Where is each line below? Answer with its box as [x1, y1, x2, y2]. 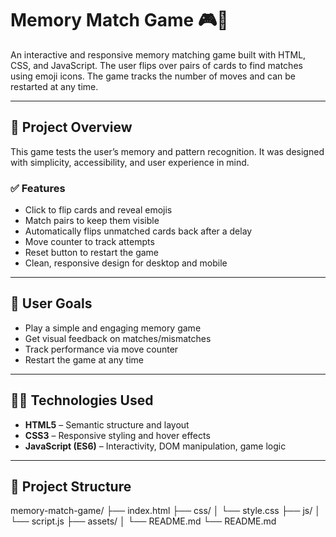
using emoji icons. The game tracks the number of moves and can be [10, 70, 297, 82]
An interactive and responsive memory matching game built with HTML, [10, 48, 307, 61]
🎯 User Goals [10, 295, 93, 312]
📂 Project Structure [10, 478, 132, 496]
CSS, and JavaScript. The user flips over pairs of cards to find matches [10, 59, 303, 71]
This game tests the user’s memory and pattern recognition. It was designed [10, 145, 325, 157]
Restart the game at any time [24, 353, 144, 366]
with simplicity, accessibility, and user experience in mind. [10, 156, 250, 168]
